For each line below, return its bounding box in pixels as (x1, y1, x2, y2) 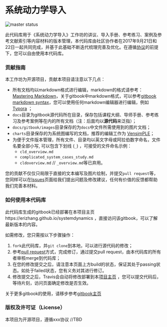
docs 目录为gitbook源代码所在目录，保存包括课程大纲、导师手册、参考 (12, 112, 155, 118)
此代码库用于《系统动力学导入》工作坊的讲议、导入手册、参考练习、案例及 (5, 31, 158, 37)
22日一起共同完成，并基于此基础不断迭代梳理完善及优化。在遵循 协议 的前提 (5, 44, 159, 50)
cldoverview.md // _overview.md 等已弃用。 (19, 160, 105, 166)
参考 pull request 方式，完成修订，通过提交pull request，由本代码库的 (12, 249, 153, 255)
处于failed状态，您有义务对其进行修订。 (25, 267, 107, 273)
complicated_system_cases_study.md (19, 155, 93, 160)
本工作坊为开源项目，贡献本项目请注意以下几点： (5, 76, 105, 82)
